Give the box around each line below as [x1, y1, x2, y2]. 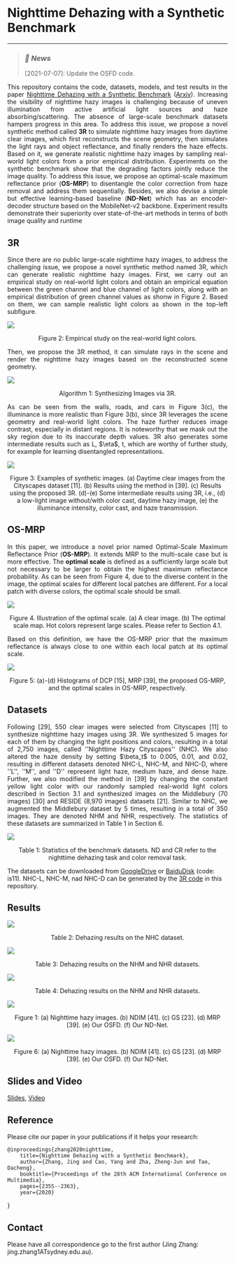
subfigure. [7, 308, 37, 316]
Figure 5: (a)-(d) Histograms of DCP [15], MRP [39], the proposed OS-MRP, [9, 676, 226, 685]
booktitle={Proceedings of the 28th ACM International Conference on [20, 1171, 227, 1178]
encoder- [201, 194, 228, 203]
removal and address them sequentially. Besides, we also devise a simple [7, 187, 228, 195]
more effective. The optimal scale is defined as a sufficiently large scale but [7, 557, 228, 566]
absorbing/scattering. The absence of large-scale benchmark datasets [7, 113, 228, 121]
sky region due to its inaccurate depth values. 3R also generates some [7, 432, 228, 441]
